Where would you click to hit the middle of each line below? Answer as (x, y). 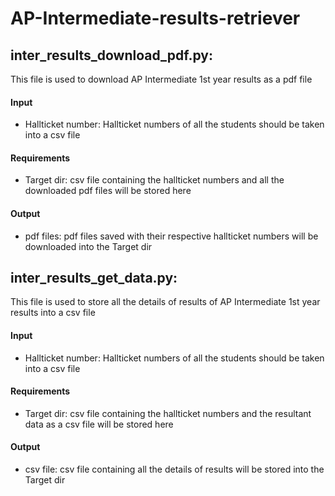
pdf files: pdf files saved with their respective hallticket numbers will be (171, 236)
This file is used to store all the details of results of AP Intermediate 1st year (165, 302)
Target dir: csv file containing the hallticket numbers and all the (154, 180)
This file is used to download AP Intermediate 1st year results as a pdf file (161, 79)
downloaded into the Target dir (88, 246)
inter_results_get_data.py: (94, 278)
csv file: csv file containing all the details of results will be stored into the (174, 469)
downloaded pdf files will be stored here (108, 191)
